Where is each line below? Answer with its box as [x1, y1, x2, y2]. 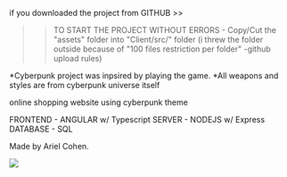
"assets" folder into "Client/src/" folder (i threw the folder [53, 35, 264, 44]
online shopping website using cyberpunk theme [9, 97, 189, 108]
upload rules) [53, 53, 102, 63]
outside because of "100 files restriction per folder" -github [53, 44, 272, 54]
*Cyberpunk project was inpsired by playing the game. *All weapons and [9, 70, 279, 81]
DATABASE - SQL [9, 124, 73, 134]
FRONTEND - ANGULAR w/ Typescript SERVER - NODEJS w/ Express [9, 115, 266, 125]
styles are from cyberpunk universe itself [9, 80, 160, 90]
